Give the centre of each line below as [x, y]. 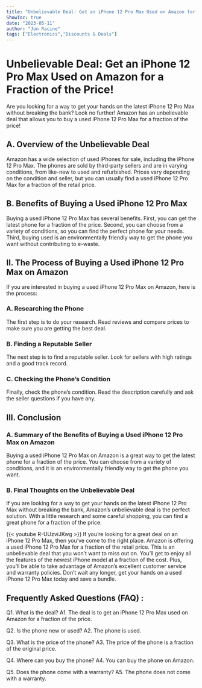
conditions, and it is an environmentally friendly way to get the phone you [97, 469]
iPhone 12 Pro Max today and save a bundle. [61, 579]
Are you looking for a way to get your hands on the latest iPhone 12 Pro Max [100, 107]
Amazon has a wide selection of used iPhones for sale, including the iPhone [100, 159]
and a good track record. [37, 364]
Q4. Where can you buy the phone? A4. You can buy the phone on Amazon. [100, 660]
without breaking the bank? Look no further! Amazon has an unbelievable [97, 113]
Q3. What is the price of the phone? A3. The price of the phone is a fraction [100, 642]
